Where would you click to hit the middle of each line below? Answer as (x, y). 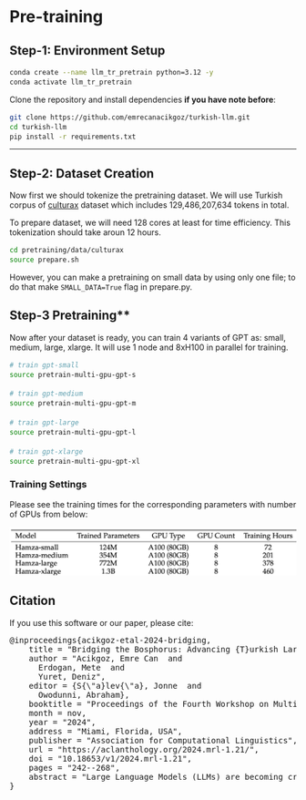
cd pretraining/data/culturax (67, 251)
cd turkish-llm (38, 127)
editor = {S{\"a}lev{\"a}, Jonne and (115, 686)
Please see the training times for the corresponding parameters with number (153, 504)
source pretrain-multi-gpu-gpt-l (73, 432)
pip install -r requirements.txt (73, 137)
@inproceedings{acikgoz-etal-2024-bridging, (111, 640)
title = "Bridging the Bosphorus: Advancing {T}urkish (154, 649)
